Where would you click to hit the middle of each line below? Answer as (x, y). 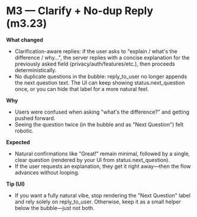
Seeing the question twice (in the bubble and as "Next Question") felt (99, 124)
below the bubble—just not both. (54, 208)
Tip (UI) (16, 184)
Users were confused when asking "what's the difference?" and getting (102, 112)
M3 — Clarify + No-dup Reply (80, 11)
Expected (18, 142)
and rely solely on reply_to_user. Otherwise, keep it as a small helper (98, 202)
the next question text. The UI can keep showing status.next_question (100, 82)
